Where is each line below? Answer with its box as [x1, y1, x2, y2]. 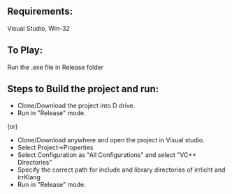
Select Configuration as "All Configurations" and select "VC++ [17, 151, 197, 159]
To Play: [7, 45, 43, 57]
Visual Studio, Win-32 [7, 24, 71, 32]
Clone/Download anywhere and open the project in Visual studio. [17, 136, 205, 144]
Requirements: [7, 6, 73, 17]
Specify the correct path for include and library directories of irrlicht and [17, 165, 226, 174]
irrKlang [17, 173, 41, 181]
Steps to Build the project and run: [7, 83, 159, 95]
